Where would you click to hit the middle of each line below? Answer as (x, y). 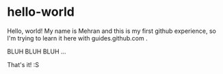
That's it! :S (23, 64)
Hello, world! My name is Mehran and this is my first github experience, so (112, 31)
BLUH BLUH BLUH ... (37, 51)
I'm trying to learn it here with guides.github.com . (78, 38)
